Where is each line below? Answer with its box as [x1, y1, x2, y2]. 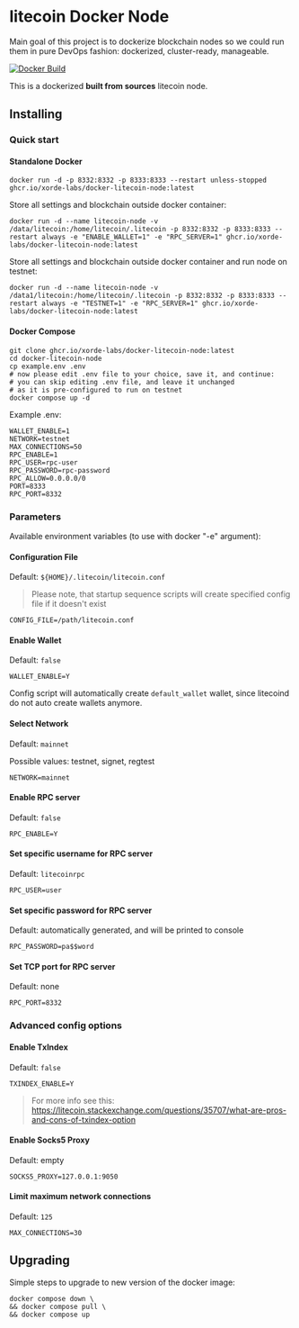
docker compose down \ [9, 1294, 94, 1303]
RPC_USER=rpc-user [9, 457, 78, 467]
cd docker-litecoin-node [9, 354, 102, 363]
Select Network [9, 718, 69, 728]
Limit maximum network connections [9, 1191, 152, 1202]
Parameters [9, 510, 61, 523]
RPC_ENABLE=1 [9, 450, 58, 459]
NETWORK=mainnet [9, 772, 70, 782]
